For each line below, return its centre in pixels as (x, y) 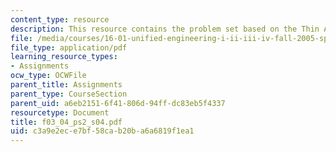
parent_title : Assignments (66, 85)
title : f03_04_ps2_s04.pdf (66, 122)
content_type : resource (60, 19)
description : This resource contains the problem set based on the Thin (165, 29)
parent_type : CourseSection (69, 94)
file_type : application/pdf (69, 47)
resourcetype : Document (60, 112)
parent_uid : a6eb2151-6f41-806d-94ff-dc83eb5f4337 (118, 103)
